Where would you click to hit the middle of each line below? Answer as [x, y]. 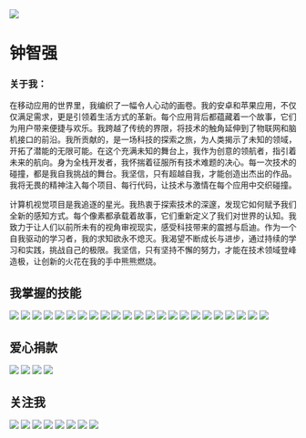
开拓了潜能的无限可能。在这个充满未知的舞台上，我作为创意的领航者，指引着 [153, 151]
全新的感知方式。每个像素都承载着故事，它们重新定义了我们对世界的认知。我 [153, 216]
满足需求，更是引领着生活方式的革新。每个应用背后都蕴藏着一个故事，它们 [157, 117]
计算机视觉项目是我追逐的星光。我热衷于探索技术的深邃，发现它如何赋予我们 [153, 205]
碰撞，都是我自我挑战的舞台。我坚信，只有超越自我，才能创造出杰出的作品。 [153, 174]
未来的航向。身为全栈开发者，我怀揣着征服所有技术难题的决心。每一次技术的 [153, 162]
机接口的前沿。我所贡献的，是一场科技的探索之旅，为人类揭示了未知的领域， [153, 139]
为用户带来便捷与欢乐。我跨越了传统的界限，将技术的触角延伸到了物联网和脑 [153, 128]
